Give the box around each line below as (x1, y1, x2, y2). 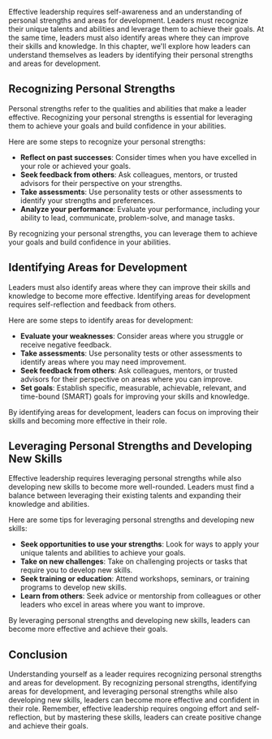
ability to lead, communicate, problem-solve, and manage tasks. (19, 213, 235, 223)
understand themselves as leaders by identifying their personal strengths (8, 50, 253, 59)
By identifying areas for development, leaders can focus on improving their (8, 407, 259, 417)
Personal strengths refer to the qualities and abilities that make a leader (8, 103, 247, 113)
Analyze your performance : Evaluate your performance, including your (19, 204, 260, 214)
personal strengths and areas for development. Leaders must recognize (8, 15, 249, 25)
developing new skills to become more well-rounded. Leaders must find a (8, 482, 254, 492)
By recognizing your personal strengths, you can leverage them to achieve (8, 228, 258, 238)
